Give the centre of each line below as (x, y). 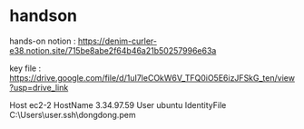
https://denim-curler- (117, 41)
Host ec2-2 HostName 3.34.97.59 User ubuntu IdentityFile (118, 104)
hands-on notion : (43, 41)
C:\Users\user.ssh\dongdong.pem (73, 114)
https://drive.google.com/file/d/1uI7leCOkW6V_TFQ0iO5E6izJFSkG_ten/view (152, 77)
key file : (25, 68)
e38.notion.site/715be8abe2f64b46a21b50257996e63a (113, 50)
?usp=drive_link (39, 87)
